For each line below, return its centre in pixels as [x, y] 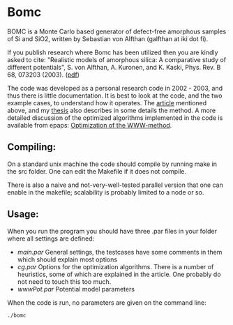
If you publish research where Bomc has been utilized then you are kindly [113, 52]
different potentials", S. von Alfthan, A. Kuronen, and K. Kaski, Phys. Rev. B [114, 67]
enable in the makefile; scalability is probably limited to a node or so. [106, 192]
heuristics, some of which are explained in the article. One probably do [119, 274]
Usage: [23, 214]
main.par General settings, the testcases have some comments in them [120, 252]
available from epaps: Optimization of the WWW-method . [90, 125]
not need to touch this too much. [64, 281]
